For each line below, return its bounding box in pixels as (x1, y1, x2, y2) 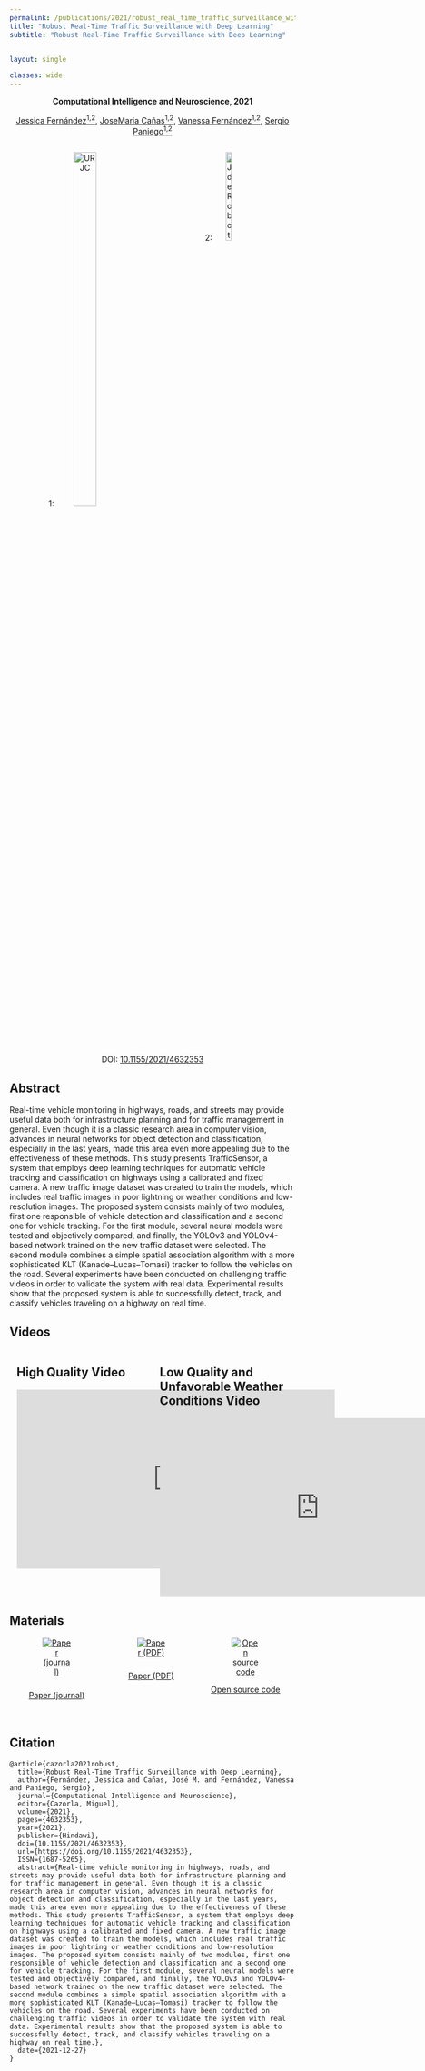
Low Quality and (159, 1365, 254, 1380)
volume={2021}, (17, 1806, 75, 1816)
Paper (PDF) (128, 1670, 174, 1681)
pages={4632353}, (17, 1815, 84, 1824)
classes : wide (9, 71, 64, 80)
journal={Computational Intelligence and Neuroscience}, (17, 1791, 238, 1800)
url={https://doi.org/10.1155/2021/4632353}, (17, 1846, 193, 1856)
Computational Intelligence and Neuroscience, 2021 (52, 96, 253, 107)
